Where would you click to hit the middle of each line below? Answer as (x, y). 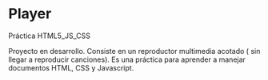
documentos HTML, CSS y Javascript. (71, 67)
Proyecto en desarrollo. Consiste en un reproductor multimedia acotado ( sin (134, 51)
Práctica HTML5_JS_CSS (49, 36)
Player (30, 14)
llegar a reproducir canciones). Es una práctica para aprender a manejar (127, 59)
